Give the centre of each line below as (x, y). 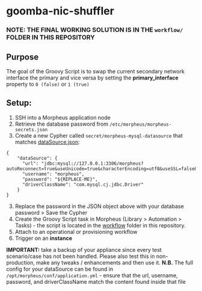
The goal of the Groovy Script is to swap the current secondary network (96, 71)
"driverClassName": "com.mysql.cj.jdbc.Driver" (83, 185)
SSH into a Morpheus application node (63, 117)
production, (20, 262)
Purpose (23, 57)
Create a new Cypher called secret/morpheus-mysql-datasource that (99, 135)
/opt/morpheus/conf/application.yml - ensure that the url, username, (92, 275)
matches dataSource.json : (47, 142)
